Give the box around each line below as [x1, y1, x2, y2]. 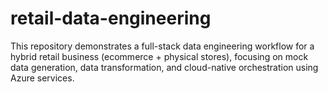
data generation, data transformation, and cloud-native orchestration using [10, 61, 319, 73]
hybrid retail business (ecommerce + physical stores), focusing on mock [10, 50, 309, 62]
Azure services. [10, 72, 75, 84]
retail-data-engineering [10, 7, 212, 30]
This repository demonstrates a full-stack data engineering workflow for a [10, 40, 315, 52]
